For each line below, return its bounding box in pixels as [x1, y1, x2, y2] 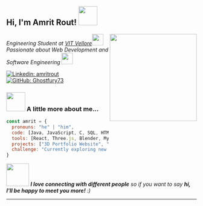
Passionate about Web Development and [6, 46, 109, 53]
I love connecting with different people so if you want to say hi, [30, 181, 191, 188]
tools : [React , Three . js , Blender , [11, 135, 101, 141]
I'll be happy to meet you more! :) [6, 187, 91, 194]
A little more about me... [26, 104, 99, 113]
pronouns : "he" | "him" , [11, 124, 74, 130]
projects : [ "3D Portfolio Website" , [11, 141, 104, 147]
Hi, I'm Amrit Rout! [6, 18, 77, 28]
